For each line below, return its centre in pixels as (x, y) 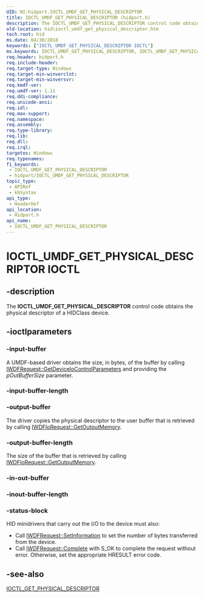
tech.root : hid (25, 35)
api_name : (19, 221)
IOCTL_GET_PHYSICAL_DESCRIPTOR (53, 589)
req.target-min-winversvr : (40, 80)
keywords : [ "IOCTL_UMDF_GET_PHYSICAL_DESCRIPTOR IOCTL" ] (80, 46)
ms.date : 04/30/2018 (32, 40)
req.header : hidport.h (35, 57)
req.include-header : (32, 63)
